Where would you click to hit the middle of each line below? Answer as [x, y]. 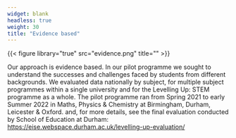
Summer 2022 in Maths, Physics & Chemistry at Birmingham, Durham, [109, 105]
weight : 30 [23, 27]
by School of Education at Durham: [58, 120]
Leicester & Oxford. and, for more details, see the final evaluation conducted [118, 112]
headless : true [30, 20]
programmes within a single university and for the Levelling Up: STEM [108, 89]
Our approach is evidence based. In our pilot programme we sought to [109, 67]
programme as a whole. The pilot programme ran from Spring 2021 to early [116, 97]
